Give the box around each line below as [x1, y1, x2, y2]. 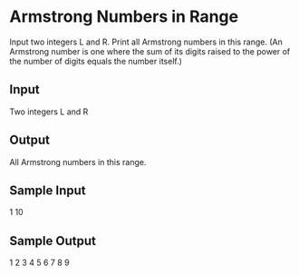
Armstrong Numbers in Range [9, 6, 238, 27]
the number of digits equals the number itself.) [9, 55, 183, 66]
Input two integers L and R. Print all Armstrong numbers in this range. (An [9, 36, 284, 47]
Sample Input [9, 182, 86, 198]
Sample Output [9, 233, 97, 249]
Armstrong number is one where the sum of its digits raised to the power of [9, 45, 291, 56]
